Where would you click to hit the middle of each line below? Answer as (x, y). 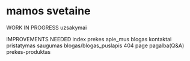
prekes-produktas (29, 51)
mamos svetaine (48, 11)
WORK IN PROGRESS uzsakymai (47, 28)
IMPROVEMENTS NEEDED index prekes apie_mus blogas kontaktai (89, 39)
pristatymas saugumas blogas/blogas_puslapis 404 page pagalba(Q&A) (95, 45)
